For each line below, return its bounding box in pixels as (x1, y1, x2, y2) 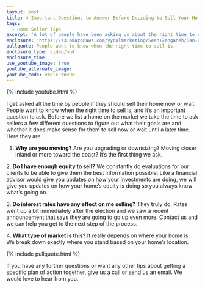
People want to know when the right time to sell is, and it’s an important (6, 106, 186, 114)
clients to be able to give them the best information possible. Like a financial (6, 169, 198, 177)
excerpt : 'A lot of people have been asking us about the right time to (6, 32, 195, 38)
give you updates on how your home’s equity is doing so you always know (6, 182, 193, 190)
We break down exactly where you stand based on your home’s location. (6, 238, 189, 246)
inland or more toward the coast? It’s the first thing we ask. (15, 151, 163, 158)
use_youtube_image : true (6, 60, 70, 66)
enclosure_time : (6, 54, 48, 61)
